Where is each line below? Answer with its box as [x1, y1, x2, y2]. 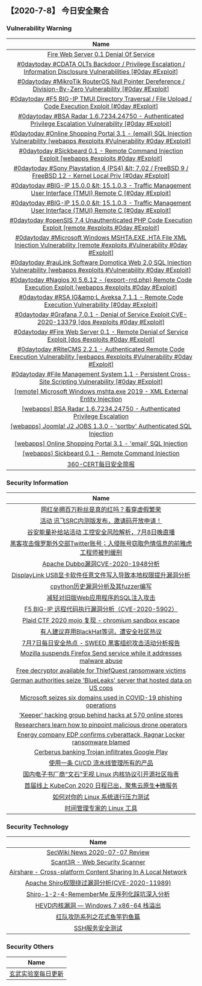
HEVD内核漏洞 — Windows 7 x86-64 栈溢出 [35, 902, 161, 910]
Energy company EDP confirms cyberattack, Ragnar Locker [17, 730, 185, 739]
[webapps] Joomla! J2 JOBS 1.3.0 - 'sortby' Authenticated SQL [10, 422, 192, 430]
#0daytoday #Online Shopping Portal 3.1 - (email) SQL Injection [10, 129, 192, 138]
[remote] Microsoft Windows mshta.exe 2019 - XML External [14, 387, 188, 395]
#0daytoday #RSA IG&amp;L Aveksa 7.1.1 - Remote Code [19, 293, 183, 301]
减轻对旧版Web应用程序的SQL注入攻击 [46, 593, 156, 602]
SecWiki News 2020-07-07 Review [46, 848, 150, 857]
